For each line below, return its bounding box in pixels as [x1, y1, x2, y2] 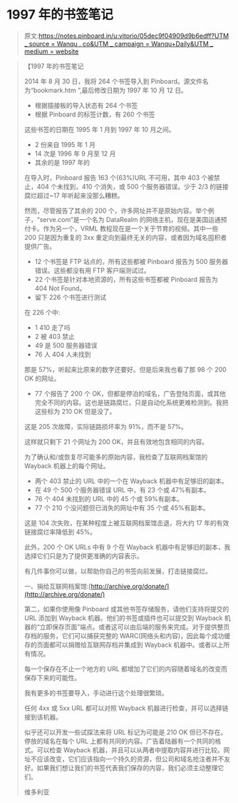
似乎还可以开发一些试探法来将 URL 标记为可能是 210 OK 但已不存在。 [24, 727, 227, 736]
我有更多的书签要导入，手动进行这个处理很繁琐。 [24, 688, 168, 697]
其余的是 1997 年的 [34, 158, 90, 166]
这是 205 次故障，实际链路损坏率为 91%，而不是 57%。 [24, 422, 188, 430]
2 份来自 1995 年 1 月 [34, 140, 95, 148]
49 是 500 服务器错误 [34, 340, 98, 350]
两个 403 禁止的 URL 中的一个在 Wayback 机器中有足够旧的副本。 [34, 476, 229, 485]
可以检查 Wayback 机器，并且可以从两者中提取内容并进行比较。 [36, 745, 224, 754]
